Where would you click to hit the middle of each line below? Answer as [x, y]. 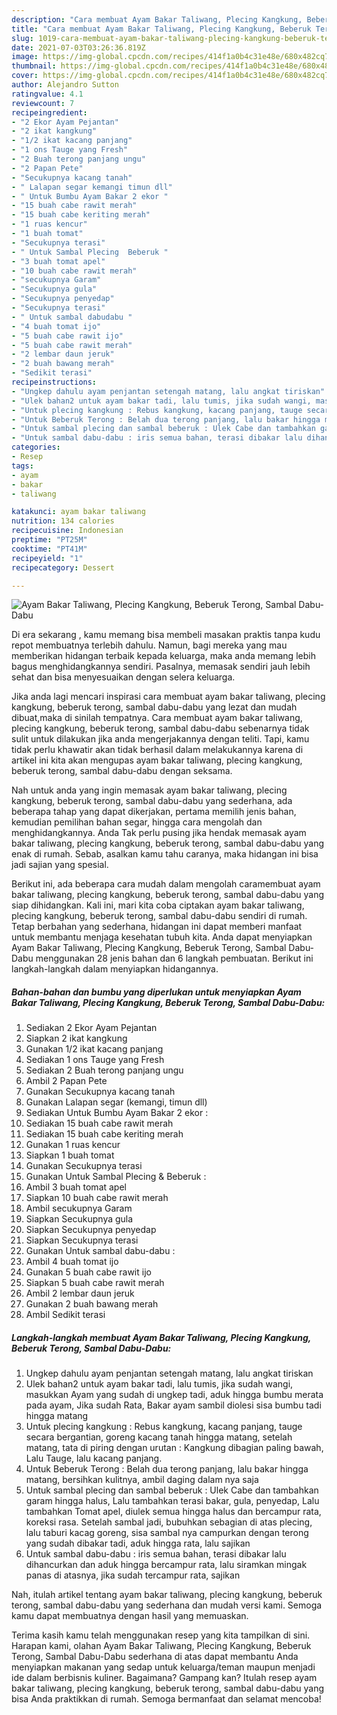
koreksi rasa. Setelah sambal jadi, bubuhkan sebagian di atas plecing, [169, 1522]
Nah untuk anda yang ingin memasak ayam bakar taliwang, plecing [149, 790]
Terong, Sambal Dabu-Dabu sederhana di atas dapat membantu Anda [155, 1657]
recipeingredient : [49, 112]
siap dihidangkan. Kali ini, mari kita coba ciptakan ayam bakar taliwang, [158, 905]
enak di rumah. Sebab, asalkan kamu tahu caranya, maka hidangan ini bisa [165, 854]
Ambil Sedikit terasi [65, 1315]
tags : [22, 466]
